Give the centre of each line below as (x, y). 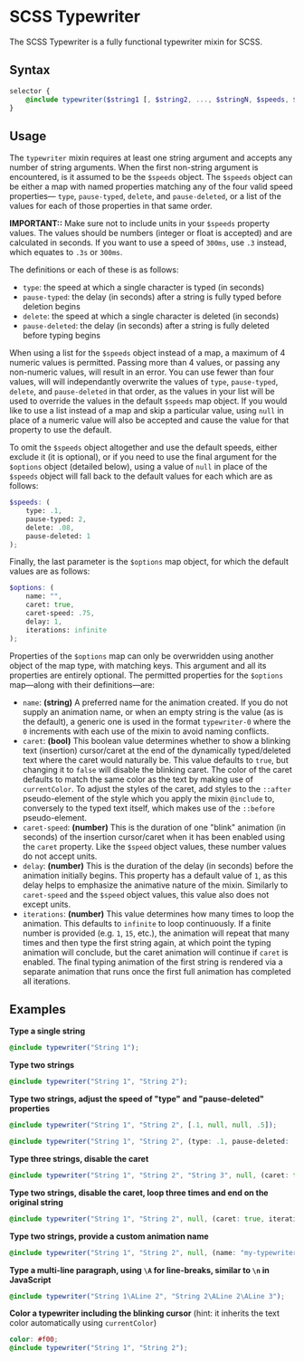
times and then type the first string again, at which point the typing (147, 942)
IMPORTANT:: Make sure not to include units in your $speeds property (139, 224)
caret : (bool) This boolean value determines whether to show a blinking (157, 740)
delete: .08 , (50, 528)
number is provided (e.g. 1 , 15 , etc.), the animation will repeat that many (156, 933)
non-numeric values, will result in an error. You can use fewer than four (142, 372)
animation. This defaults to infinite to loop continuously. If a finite (147, 923)
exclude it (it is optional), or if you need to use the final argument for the (143, 457)
